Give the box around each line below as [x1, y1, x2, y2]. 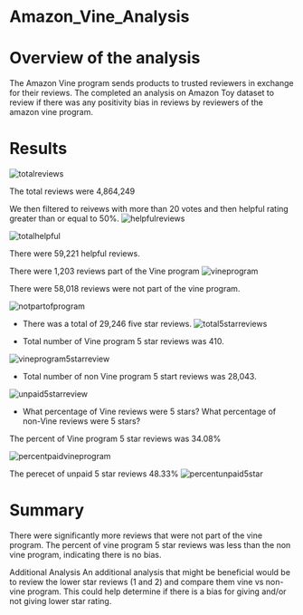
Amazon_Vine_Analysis [9, 6, 190, 27]
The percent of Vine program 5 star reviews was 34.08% [9, 433, 222, 445]
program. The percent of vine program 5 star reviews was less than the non [9, 540, 291, 550]
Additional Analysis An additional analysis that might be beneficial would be [9, 567, 291, 577]
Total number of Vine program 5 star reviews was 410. [22, 336, 224, 347]
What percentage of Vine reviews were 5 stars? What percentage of [22, 406, 277, 418]
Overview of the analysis [9, 48, 201, 69]
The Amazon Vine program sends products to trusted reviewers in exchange [9, 78, 294, 89]
